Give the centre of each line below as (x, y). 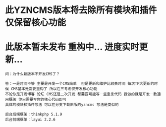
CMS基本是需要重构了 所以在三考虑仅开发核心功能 (54, 89)
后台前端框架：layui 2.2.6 (30, 120)
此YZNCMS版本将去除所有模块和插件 (81, 10)
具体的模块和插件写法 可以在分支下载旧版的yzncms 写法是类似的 (62, 105)
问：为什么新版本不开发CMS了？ (33, 74)
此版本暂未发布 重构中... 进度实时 (72, 47)
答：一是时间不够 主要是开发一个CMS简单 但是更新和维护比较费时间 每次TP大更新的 (80, 84)
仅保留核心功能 (36, 23)
